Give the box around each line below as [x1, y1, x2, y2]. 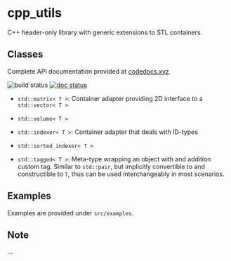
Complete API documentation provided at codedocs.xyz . [7, 67, 171, 75]
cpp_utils [7, 5, 62, 21]
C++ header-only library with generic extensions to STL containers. [7, 28, 202, 36]
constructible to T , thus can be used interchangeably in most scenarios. [17, 170, 225, 178]
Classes [7, 48, 44, 60]
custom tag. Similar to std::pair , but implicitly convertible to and [17, 162, 206, 170]
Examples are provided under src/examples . [7, 208, 134, 217]
